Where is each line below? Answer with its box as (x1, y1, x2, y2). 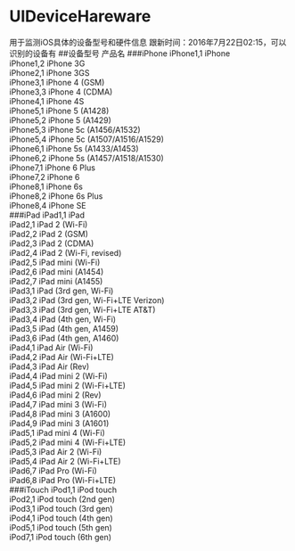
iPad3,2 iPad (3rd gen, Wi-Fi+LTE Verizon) (9, 294, 165, 305)
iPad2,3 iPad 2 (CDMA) (9, 238, 94, 249)
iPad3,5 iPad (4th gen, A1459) (9, 323, 119, 333)
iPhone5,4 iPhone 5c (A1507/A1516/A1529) (9, 134, 165, 144)
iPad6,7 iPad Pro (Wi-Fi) (9, 465, 98, 476)
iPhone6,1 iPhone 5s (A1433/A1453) (9, 143, 140, 153)
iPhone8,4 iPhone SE (9, 200, 86, 210)
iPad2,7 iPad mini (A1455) (9, 275, 103, 286)
